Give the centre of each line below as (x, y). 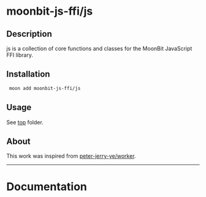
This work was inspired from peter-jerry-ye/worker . (71, 156)
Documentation (47, 186)
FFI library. (20, 55)
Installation (28, 74)
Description (29, 34)
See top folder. (25, 122)
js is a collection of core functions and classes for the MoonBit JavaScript (99, 48)
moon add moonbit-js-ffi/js (45, 88)
